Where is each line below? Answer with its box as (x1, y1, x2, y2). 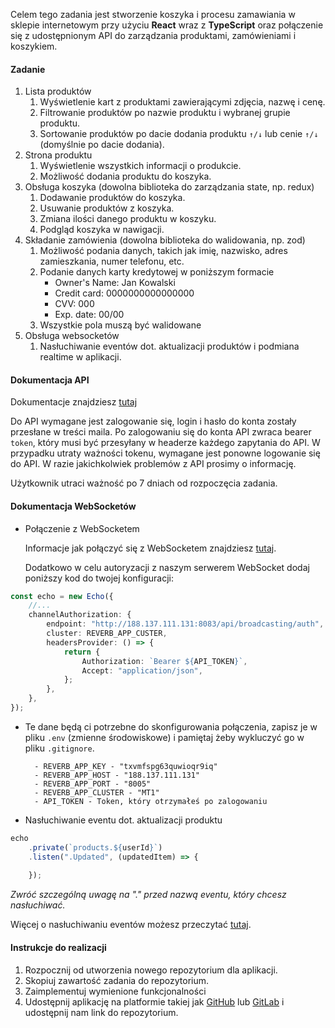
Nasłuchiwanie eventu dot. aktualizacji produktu (24, 814, 223, 826)
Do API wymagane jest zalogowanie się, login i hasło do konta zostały (10, 415, 297, 428)
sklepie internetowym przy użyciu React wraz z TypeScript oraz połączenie (10, 19, 324, 31)
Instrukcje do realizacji (10, 941, 107, 953)
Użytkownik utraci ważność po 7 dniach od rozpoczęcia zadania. (10, 477, 278, 489)
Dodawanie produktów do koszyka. (39, 192, 186, 204)
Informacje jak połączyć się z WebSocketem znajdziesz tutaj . (24, 542, 277, 554)
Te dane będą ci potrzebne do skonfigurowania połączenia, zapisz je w (24, 720, 318, 733)
